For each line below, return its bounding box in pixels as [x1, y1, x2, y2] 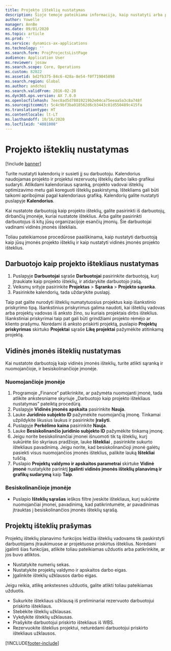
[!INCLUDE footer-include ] [5, 640, 60, 646]
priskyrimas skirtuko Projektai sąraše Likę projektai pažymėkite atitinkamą [5, 326, 164, 332]
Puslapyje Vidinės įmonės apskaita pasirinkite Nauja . [12, 406, 126, 412]
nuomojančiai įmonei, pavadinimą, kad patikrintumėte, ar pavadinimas [12, 501, 159, 507]
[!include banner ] [5, 161, 42, 167]
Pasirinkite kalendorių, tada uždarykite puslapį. [12, 289, 111, 296]
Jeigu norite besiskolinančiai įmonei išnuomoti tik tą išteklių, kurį [12, 433, 148, 440]
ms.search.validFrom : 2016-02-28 [5, 88, 76, 94]
